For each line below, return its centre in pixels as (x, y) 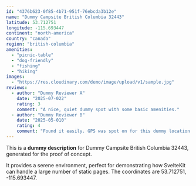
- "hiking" (25, 71)
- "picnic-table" (33, 55)
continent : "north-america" (40, 33)
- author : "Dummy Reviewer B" (48, 115)
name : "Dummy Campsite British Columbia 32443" (65, 17)
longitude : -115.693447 (35, 28)
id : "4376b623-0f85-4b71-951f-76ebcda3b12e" (61, 11)
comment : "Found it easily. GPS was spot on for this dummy (92, 131)
